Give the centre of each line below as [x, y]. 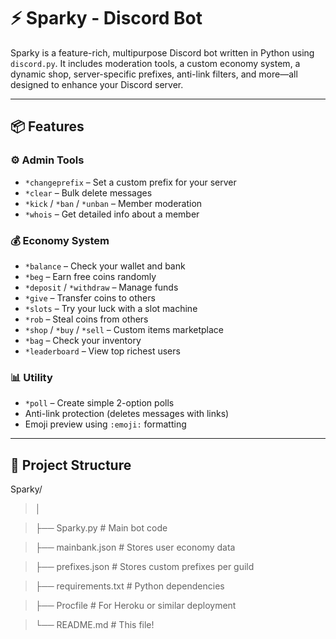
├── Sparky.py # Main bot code [101, 528]
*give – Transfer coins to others [90, 297]
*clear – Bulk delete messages [88, 192]
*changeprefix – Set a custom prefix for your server [130, 182]
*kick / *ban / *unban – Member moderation [113, 203]
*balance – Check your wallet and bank [105, 266]
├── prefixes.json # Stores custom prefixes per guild [144, 567]
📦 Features [47, 126]
